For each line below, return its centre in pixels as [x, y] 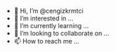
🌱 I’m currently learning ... [51, 26]
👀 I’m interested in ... [44, 18]
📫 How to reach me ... [46, 41]
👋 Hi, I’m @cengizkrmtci [49, 11]
